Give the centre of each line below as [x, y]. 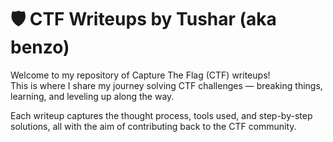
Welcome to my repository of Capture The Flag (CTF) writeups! [140, 75]
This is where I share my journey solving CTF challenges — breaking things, [166, 85]
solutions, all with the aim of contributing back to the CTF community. [153, 126]
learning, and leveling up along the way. [92, 96]
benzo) [40, 47]
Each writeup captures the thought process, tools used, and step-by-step [161, 115]
